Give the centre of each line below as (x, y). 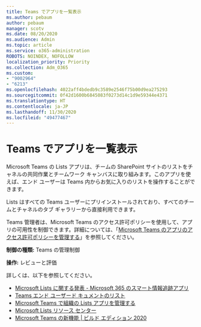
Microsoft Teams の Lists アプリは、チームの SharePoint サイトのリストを (97, 167)
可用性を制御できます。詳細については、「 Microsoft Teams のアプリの (102, 230)
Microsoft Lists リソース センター (55, 311)
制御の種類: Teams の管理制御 (43, 250)
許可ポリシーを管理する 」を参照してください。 (80, 237)
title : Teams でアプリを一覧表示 (44, 12)
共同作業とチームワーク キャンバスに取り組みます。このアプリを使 (109, 174)
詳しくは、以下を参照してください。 (51, 275)
